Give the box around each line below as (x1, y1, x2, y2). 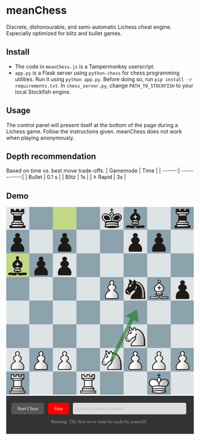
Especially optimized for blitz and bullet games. (6, 29, 122, 36)
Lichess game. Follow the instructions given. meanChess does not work (6, 128, 183, 135)
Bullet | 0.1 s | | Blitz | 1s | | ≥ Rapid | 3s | (28, 174, 126, 181)
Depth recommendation (6, 151, 96, 161)
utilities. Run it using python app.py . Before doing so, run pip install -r (14, 75, 192, 82)
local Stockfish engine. (14, 88, 71, 96)
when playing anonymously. (6, 134, 75, 141)
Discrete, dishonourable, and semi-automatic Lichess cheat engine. (6, 23, 172, 30)
